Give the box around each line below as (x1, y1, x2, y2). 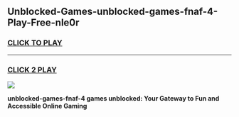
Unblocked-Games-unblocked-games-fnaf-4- (7, 6, 218, 18)
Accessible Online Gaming (7, 101, 87, 110)
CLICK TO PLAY (7, 38, 63, 48)
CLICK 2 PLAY (7, 65, 57, 74)
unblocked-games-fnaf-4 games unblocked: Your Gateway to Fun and (7, 94, 220, 102)
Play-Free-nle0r (7, 17, 80, 29)
